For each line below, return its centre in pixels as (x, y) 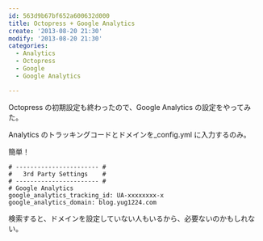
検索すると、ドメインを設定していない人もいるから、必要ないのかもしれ (128, 218)
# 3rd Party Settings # (57, 174)
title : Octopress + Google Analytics (72, 23)
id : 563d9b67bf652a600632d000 (59, 16)
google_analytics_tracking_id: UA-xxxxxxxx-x (86, 195)
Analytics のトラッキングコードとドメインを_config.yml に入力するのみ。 (129, 134)
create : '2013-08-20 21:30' (56, 31)
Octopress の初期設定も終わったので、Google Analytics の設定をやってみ (130, 107)
